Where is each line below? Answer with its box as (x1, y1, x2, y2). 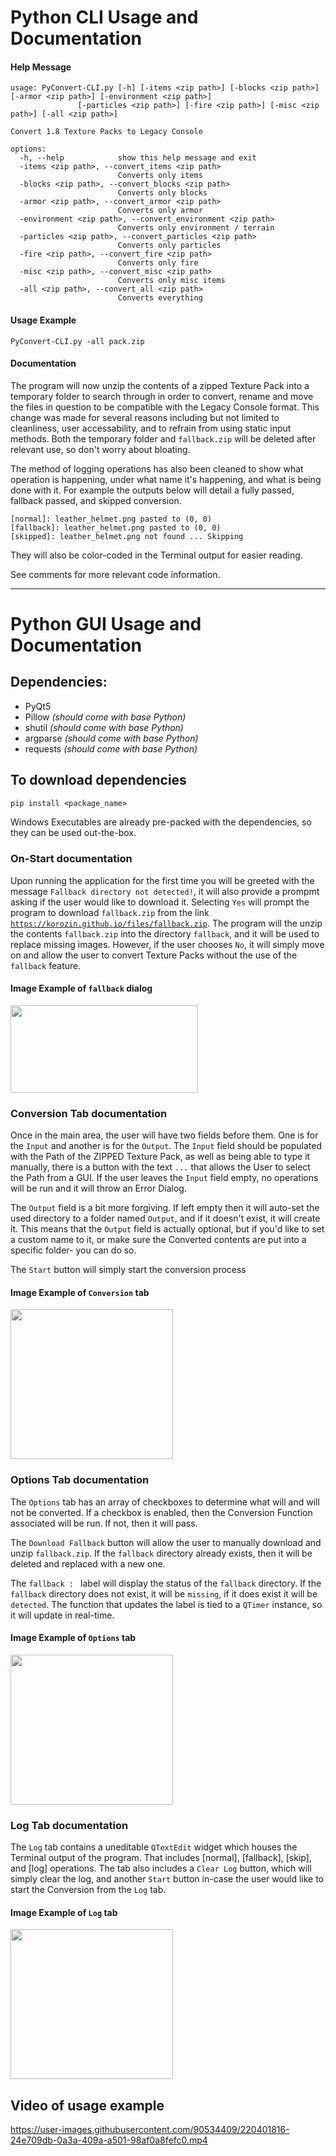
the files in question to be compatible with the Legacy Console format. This (10, 401, 320, 413)
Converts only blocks (117, 188, 208, 198)
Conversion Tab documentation (10, 1106, 168, 1120)
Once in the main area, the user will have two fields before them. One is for (10, 1129, 319, 1141)
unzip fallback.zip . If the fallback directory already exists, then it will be (10, 1547, 313, 1559)
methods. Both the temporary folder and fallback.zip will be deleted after (10, 432, 317, 445)
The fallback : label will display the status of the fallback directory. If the (10, 1577, 322, 1589)
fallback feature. (10, 959, 82, 971)
